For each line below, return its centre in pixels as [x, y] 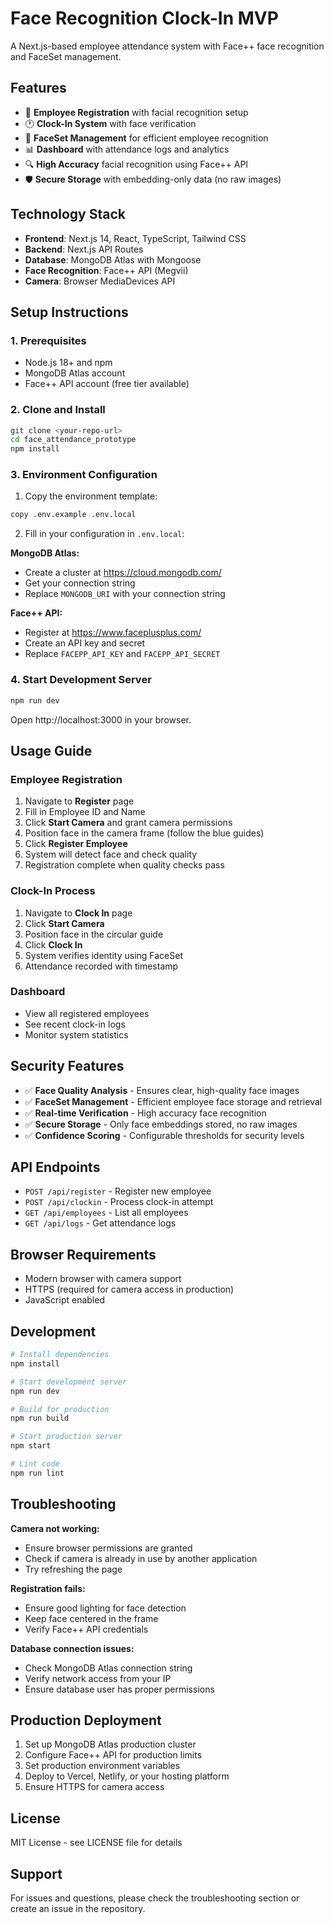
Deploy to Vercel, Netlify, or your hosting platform [127, 1776]
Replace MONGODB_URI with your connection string [125, 594]
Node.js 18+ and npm [68, 363]
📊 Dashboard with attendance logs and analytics [127, 149]
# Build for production [60, 1409]
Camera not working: [55, 1528]
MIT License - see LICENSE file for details [96, 1843]
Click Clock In [53, 944]
